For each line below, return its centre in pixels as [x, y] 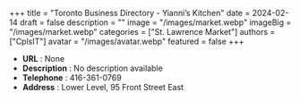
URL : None [43, 59]
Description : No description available [92, 68]
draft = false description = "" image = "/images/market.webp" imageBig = [155, 22]
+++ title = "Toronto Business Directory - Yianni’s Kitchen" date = [130, 13]
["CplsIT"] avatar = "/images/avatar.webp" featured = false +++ [127, 41]
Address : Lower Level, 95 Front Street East [103, 87]
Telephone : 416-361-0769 [72, 78]
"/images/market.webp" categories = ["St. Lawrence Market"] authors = [142, 32]
